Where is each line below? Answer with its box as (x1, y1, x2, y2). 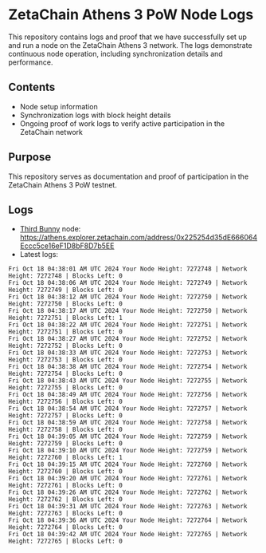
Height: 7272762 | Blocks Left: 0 (8, 496, 123, 504)
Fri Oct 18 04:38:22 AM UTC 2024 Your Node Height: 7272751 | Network (8, 321, 248, 329)
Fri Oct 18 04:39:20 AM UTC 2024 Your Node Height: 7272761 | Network (8, 475, 248, 483)
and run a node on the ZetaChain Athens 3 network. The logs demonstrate (8, 40, 252, 49)
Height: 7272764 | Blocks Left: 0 (8, 523, 123, 531)
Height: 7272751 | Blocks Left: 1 (8, 314, 123, 322)
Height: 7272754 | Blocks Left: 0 (8, 369, 123, 378)
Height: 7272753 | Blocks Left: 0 (8, 356, 123, 364)
